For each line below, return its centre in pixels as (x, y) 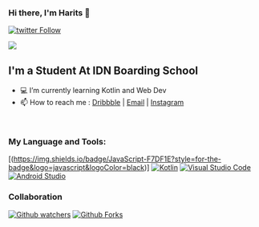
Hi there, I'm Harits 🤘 (49, 13)
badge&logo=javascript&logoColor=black (77, 168)
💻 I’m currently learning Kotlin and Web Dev (93, 91)
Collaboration (35, 197)
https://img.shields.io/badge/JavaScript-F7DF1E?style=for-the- (117, 159)
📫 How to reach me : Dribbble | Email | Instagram (102, 103)
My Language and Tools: (57, 142)
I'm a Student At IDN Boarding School (103, 70)
